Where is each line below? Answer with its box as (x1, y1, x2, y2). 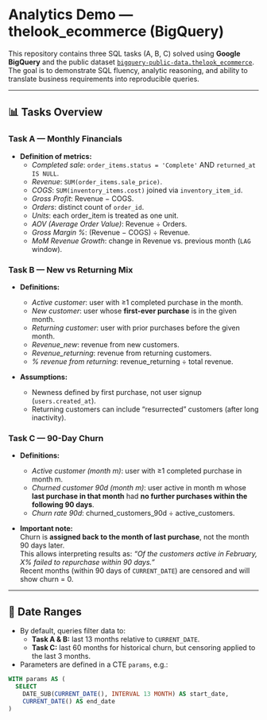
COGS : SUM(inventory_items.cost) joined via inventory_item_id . (31, 185, 243, 195)
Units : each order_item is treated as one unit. (31, 211, 179, 220)
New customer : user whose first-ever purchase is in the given (31, 306, 237, 315)
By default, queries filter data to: (19, 626, 126, 636)
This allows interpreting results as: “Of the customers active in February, (19, 549, 258, 559)
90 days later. (19, 540, 65, 550)
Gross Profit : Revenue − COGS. (31, 193, 134, 203)
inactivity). (31, 412, 67, 422)
